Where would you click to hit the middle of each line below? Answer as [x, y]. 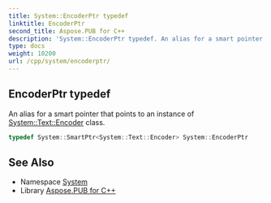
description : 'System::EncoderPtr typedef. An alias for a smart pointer [136, 39]
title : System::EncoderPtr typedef [69, 16]
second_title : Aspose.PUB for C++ [67, 31]
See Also [31, 162]
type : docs [27, 46]
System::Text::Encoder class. [57, 122]
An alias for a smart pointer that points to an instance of [101, 114]
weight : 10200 [32, 54]
